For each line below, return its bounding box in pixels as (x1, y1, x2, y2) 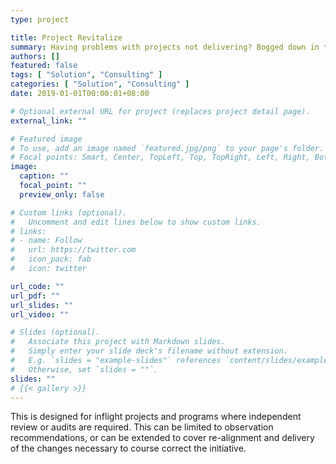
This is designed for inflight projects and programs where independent (10, 411, 302, 423)
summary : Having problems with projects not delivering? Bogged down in (10, 42, 320, 52)
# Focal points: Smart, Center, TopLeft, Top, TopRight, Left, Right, (10, 152, 311, 163)
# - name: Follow (10, 236, 83, 246)
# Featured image (10, 134, 83, 144)
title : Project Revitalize (10, 32, 123, 43)
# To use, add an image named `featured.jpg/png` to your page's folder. (10, 143, 325, 153)
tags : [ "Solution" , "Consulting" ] (10, 70, 163, 80)
